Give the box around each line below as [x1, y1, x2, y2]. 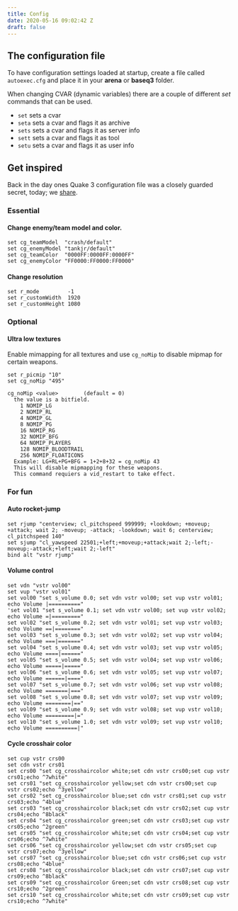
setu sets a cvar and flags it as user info [17, 141, 135, 149]
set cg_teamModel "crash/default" [7, 239, 113, 247]
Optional [7, 317, 38, 327]
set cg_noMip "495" [7, 378, 65, 385]
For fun [7, 487, 33, 497]
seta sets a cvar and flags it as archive [17, 118, 130, 128]
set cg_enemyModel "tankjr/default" [7, 245, 115, 252]
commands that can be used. [7, 97, 93, 106]
